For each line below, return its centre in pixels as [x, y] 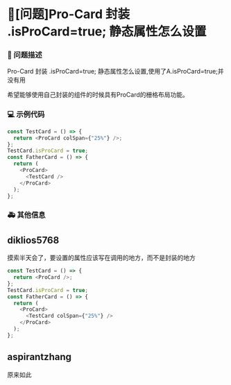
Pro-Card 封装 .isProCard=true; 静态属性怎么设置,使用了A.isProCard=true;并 [115, 71]
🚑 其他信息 [26, 215]
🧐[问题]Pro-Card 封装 [69, 14]
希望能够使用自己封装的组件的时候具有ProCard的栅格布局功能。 [98, 95]
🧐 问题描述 [25, 55]
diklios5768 [33, 240]
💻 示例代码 [26, 114]
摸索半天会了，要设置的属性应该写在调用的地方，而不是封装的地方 [101, 258]
